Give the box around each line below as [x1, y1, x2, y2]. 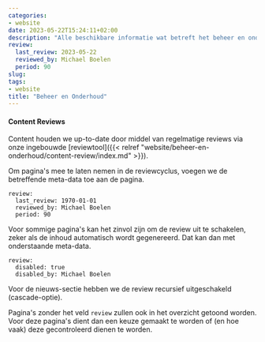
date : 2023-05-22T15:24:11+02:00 [8, 26, 118, 34]
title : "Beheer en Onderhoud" [8, 92, 108, 100]
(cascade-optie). [8, 293, 63, 303]
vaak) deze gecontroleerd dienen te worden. [8, 325, 153, 334]
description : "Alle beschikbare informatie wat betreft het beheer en [8, 33, 245, 42]
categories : [8, 11, 47, 20]
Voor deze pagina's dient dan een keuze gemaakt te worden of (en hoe [8, 317, 239, 326]
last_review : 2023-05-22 [15, 48, 97, 56]
